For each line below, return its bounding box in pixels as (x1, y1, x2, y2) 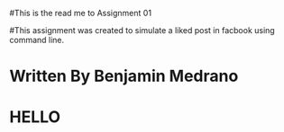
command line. (9, 35, 65, 45)
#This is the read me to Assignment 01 (9, 8, 151, 18)
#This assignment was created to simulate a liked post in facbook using (9, 25, 275, 35)
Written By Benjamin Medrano (9, 66, 239, 86)
